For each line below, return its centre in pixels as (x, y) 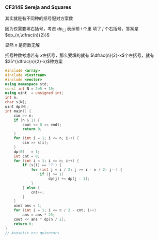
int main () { (18, 111)
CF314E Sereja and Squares (38, 7)
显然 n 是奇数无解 (23, 45)
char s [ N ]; (16, 102)
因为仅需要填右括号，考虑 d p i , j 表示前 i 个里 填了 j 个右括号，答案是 (72, 29)
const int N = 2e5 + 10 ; (30, 89)
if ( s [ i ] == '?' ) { (42, 165)
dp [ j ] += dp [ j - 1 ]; (69, 179)
